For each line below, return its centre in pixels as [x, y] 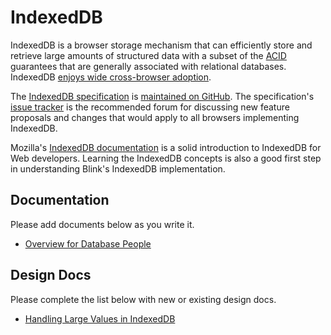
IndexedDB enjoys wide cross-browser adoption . [111, 77]
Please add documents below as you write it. [102, 224]
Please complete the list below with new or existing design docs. [143, 299]
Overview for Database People [88, 243]
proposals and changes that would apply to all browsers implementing [155, 117]
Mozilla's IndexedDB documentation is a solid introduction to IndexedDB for [166, 147]
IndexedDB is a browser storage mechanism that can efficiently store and [161, 45]
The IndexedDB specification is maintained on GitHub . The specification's [162, 96]
